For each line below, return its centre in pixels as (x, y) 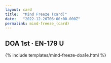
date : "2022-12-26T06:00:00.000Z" (43, 19)
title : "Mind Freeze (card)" (36, 14)
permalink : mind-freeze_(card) (37, 23)
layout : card (18, 10)
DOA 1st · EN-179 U (35, 43)
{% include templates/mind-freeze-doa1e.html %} (56, 55)
